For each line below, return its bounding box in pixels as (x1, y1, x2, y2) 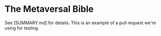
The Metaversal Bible (4, 3, 94, 15)
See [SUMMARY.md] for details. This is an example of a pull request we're (4, 20, 157, 26)
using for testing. (4, 25, 40, 31)
